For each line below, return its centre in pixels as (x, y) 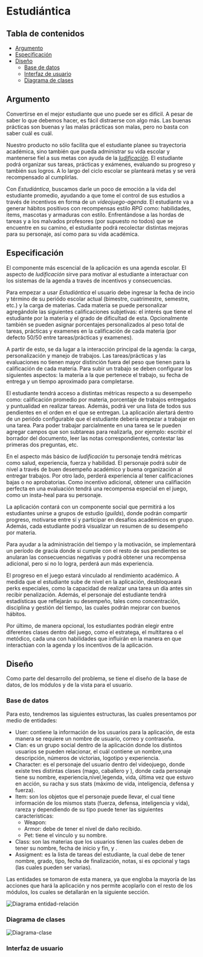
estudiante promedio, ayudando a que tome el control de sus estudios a (96, 195)
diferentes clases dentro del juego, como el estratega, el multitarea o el (95, 632)
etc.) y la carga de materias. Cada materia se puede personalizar (87, 305)
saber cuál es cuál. (30, 133)
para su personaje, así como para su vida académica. (73, 234)
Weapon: (35, 822)
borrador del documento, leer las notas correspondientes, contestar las (95, 438)
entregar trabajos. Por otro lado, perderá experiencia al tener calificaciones (100, 475)
